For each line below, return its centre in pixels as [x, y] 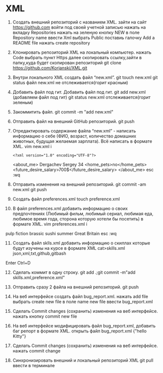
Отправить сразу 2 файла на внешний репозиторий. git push [75, 287]
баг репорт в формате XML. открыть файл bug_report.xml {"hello [80, 331]
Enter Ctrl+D [18, 263]
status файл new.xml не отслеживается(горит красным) [70, 82]
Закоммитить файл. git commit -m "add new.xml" [63, 112]
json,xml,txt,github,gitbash [39, 253]
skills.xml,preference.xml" [39, 277]
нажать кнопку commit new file [45, 316]
